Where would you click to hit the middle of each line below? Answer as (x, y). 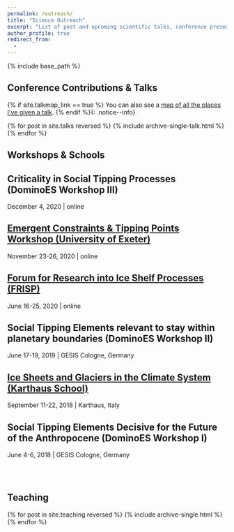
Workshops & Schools (56, 155)
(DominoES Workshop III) (63, 190)
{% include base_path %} (44, 66)
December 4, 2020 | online (46, 207)
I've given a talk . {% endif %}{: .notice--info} (71, 112)
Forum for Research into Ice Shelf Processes (106, 278)
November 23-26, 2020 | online (53, 256)
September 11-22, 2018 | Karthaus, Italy (64, 405)
